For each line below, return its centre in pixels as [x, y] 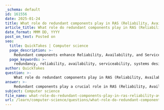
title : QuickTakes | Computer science [49, 46]
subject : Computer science [32, 91]
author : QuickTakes [25, 69]
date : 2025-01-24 [23, 18]
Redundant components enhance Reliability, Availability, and [78, 55]
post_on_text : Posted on [30, 37]
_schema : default [23, 9]
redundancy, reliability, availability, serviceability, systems [82, 64]
